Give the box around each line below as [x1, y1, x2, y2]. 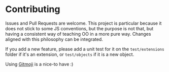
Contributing [5, 4, 60, 15]
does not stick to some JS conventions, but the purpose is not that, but [5, 25, 154, 31]
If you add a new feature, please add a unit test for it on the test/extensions [5, 46, 164, 52]
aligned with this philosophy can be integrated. [5, 36, 103, 42]
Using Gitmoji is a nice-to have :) [5, 61, 74, 67]
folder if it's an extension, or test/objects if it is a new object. [5, 51, 134, 57]
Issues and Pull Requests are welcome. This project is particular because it [5, 20, 162, 26]
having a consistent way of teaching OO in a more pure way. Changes [5, 31, 151, 37]
